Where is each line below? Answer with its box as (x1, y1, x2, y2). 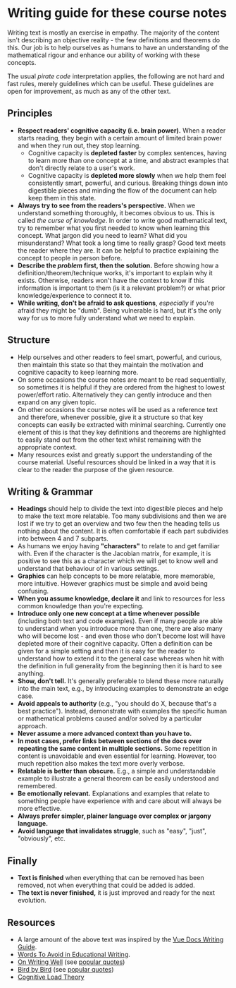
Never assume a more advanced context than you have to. (17, 729, 192, 738)
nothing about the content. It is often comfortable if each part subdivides (17, 527, 229, 536)
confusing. (17, 587, 49, 596)
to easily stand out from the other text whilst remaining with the (17, 435, 202, 444)
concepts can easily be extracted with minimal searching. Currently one (17, 420, 227, 428)
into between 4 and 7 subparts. (17, 534, 109, 543)
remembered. (17, 782, 58, 790)
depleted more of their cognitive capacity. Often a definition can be (17, 639, 213, 648)
